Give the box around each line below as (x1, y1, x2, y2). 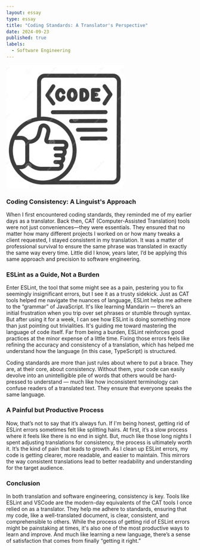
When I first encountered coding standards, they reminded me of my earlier (6, 211, 192, 218)
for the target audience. (6, 464, 64, 471)
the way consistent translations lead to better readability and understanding (6, 458, 192, 465)
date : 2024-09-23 (6, 29, 50, 35)
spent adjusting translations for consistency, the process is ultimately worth (6, 439, 192, 446)
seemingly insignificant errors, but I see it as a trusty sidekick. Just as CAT (6, 290, 190, 297)
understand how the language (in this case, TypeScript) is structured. (6, 348, 177, 355)
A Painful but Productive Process (6, 406, 104, 414)
